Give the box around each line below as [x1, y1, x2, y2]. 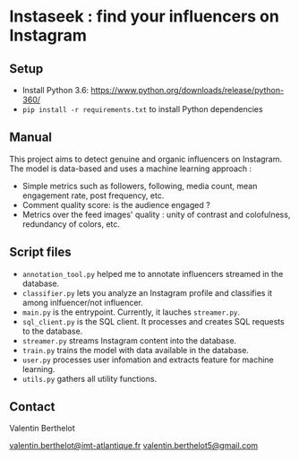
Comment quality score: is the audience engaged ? [21, 199, 210, 210]
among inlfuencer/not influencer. [21, 297, 143, 308]
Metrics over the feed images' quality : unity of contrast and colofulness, [21, 209, 291, 220]
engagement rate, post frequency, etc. [21, 190, 165, 201]
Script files [9, 245, 72, 260]
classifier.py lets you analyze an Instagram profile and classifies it [21, 287, 273, 298]
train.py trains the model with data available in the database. [21, 344, 249, 355]
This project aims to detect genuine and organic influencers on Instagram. [9, 153, 283, 164]
